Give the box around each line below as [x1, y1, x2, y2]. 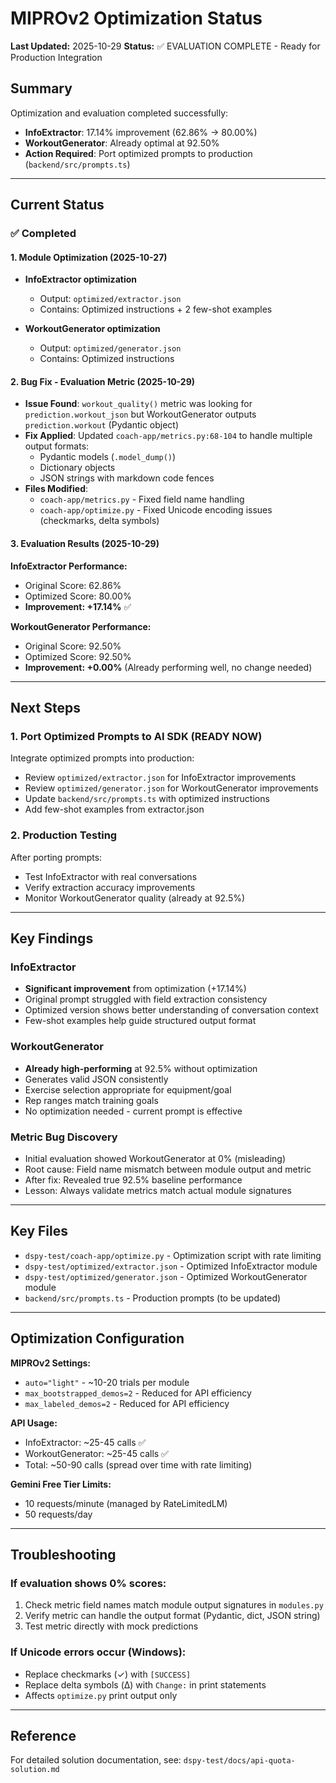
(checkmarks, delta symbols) [39, 515, 160, 527]
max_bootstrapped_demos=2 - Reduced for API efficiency [24, 1387, 252, 1399]
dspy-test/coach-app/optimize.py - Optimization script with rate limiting [24, 1249, 322, 1261]
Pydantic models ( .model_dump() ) [39, 451, 177, 463]
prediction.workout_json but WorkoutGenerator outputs [24, 408, 257, 421]
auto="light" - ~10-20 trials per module [24, 1376, 190, 1388]
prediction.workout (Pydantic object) [24, 419, 180, 431]
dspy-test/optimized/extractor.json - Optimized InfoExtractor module [24, 1260, 318, 1272]
